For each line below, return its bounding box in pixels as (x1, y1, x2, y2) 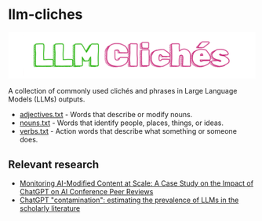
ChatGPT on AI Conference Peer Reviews (19, 187, 154, 197)
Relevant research (8, 157, 100, 171)
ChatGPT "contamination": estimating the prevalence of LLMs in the (19, 195, 239, 205)
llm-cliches (8, 6, 83, 24)
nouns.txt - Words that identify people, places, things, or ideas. (19, 118, 224, 127)
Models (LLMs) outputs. (8, 94, 86, 104)
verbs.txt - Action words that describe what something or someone (19, 127, 238, 136)
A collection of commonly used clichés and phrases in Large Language (8, 87, 238, 96)
